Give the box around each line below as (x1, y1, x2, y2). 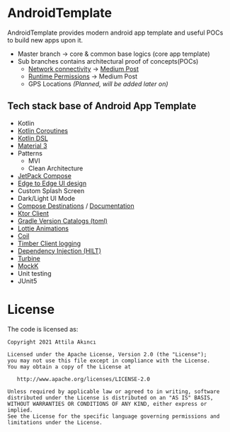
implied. (7, 407, 33, 414)
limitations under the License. (7, 419, 103, 426)
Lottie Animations (17, 224, 69, 233)
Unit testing (17, 269, 52, 277)
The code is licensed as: (7, 325, 79, 333)
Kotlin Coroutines (17, 126, 69, 135)
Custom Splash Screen (17, 186, 85, 195)
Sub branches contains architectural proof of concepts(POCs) (17, 57, 199, 65)
